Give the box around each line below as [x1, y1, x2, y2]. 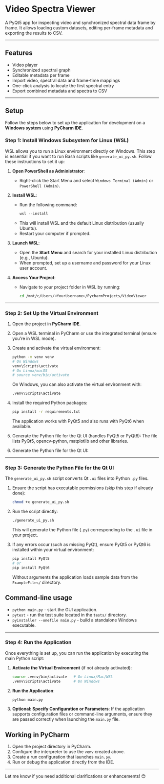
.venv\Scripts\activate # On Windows [12, 679, 100, 684]
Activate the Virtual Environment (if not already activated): [12, 665, 132, 670]
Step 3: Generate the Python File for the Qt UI [5, 464, 114, 471]
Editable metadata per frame [12, 72, 70, 78]
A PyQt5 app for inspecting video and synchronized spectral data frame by [5, 20, 156, 25]
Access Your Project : [12, 274, 56, 280]
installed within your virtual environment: [12, 547, 94, 553]
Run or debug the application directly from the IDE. [12, 759, 115, 765]
